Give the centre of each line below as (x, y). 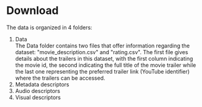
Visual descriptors (38, 97)
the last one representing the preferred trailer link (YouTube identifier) (102, 71)
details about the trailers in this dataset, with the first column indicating (104, 58)
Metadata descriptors (42, 84)
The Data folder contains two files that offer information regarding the (102, 46)
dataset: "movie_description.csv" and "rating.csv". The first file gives (102, 52)
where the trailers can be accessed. (60, 78)
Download (33, 11)
